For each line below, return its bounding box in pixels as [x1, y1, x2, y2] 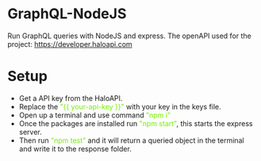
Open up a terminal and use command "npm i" [18, 110, 171, 120]
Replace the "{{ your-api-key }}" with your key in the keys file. [18, 102, 221, 111]
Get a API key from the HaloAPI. [18, 93, 123, 103]
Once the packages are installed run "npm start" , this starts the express [18, 118, 253, 128]
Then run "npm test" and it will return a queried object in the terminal [18, 136, 244, 145]
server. [18, 127, 43, 136]
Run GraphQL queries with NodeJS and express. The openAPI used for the [7, 31, 251, 40]
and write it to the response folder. [18, 144, 132, 153]
